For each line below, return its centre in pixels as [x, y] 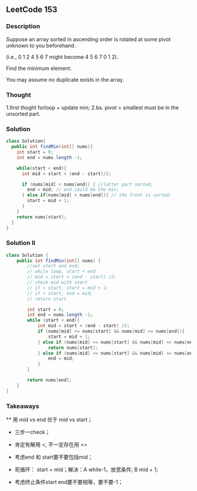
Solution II [21, 243]
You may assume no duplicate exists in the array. [65, 79]
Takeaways [23, 406]
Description [23, 26]
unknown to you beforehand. [41, 45]
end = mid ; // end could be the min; [73, 190]
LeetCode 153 [32, 10]
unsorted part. [23, 113]
